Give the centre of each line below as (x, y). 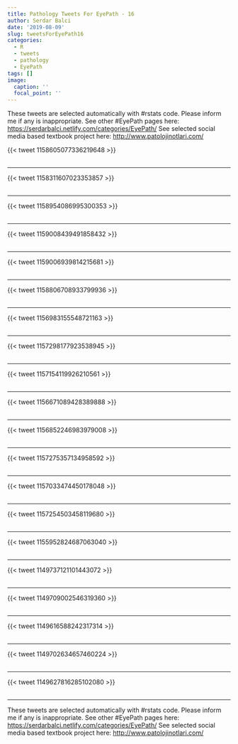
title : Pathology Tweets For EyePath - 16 (71, 14)
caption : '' (32, 87)
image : (17, 80)
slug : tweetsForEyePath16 (45, 34)
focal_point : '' (38, 93)
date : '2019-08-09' (36, 27)
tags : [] (20, 73)
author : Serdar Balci (39, 21)
